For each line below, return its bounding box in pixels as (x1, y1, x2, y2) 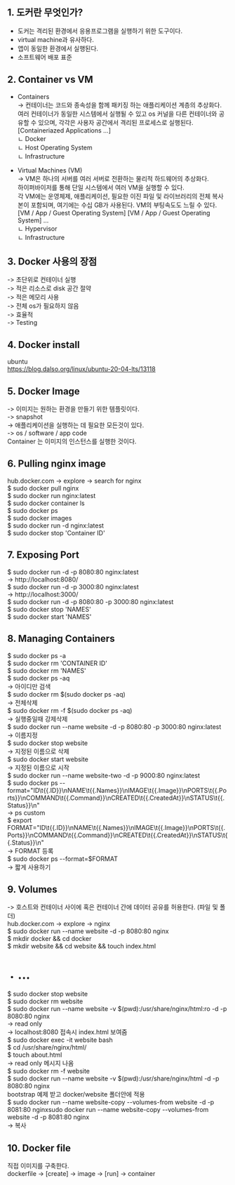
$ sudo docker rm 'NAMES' (7, 666, 86, 675)
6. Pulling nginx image (7, 458, 107, 470)
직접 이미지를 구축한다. (7, 1162, 69, 1170)
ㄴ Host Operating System (17, 143, 93, 152)
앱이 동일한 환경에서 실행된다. (17, 44, 99, 53)
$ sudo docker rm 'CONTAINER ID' (7, 659, 107, 667)
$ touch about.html (7, 1051, 62, 1059)
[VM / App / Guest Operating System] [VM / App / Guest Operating (17, 208, 210, 217)
